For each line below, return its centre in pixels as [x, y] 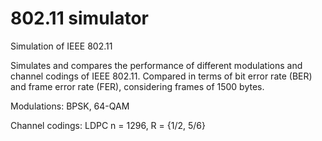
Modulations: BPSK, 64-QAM [70, 106]
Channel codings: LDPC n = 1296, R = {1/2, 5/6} [108, 125]
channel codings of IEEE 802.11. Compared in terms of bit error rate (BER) [161, 76]
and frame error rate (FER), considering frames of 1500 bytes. [137, 86]
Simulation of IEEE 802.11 [61, 46]
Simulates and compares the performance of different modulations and [156, 65]
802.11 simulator [79, 18]
